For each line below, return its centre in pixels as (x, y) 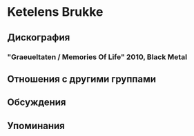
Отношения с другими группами (82, 79)
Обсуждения (37, 103)
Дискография (39, 37)
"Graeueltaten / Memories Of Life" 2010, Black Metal (97, 57)
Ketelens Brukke (55, 12)
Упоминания (36, 125)
